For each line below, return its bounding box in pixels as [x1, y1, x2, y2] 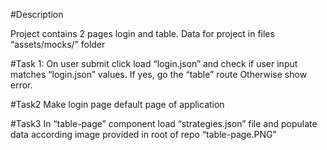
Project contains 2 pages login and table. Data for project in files [10, 28, 275, 39]
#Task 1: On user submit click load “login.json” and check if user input [10, 58, 298, 69]
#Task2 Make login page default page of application [10, 99, 225, 110]
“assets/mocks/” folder [10, 39, 106, 50]
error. [10, 79, 33, 91]
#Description [10, 9, 64, 20]
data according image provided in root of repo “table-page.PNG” [10, 129, 277, 140]
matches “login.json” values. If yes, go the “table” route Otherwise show [10, 69, 308, 80]
